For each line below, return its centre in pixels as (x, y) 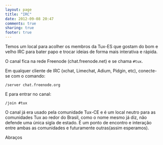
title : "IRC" (18, 14)
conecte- (147, 71)
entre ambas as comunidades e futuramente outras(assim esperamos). (77, 128)
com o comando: (28, 76)
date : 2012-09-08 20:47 (30, 19)
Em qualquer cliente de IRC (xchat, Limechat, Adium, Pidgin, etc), (71, 71)
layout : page (18, 10)
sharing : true (20, 28)
